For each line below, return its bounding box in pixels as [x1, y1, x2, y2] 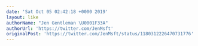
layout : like [6, 14, 39, 20]
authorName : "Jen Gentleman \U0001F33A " [6, 20, 109, 26]
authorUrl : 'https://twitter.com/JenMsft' [6, 25, 114, 32]
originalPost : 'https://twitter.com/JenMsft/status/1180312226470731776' [6, 31, 194, 37]
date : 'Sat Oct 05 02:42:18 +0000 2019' [6, 8, 109, 15]
